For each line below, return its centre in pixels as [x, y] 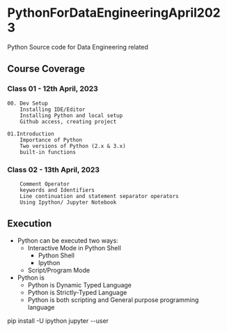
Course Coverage [46, 69]
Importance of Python [51, 140]
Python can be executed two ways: [68, 240]
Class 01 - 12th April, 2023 [53, 89]
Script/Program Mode [59, 270]
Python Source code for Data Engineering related [78, 47]
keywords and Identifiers [57, 190]
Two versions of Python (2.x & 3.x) [73, 146]
